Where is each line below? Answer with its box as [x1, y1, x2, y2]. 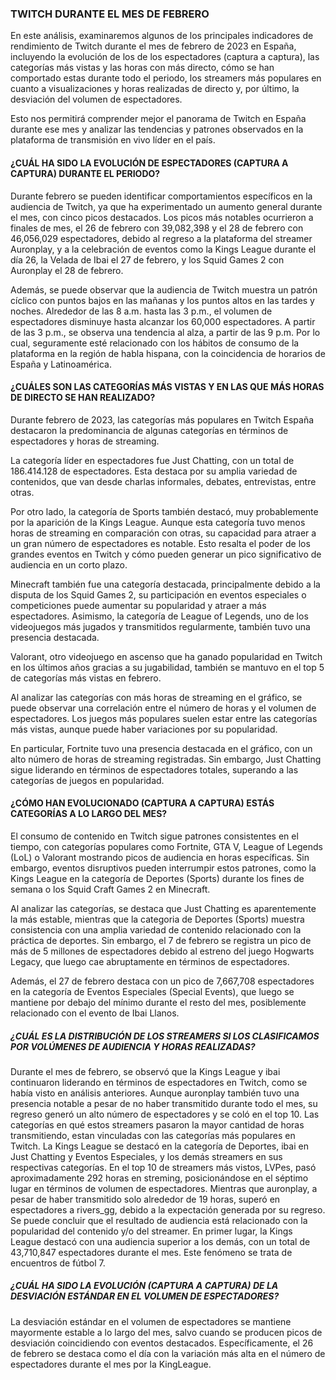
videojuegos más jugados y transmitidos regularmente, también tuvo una [10, 620, 311, 632]
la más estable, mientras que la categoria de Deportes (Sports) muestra [10, 913, 305, 925]
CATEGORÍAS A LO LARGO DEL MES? [10, 808, 168, 820]
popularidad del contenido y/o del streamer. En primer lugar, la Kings [10, 1225, 293, 1237]
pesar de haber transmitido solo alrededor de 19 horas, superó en [10, 1193, 281, 1205]
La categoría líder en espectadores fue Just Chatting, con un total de [10, 454, 295, 466]
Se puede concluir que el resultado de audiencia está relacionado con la [10, 1214, 308, 1226]
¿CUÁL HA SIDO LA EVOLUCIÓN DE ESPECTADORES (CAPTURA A [10, 157, 289, 169]
